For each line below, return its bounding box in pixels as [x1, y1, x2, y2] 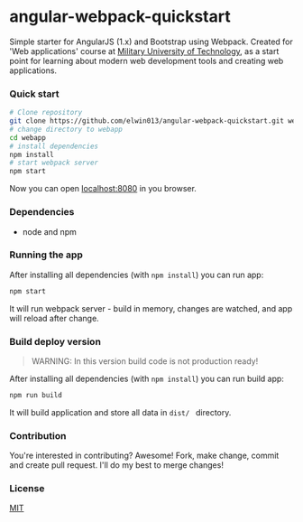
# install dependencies [9, 142, 99, 151]
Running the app [9, 248, 84, 261]
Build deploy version [9, 335, 102, 348]
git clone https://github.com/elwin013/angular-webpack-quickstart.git [9, 117, 284, 126]
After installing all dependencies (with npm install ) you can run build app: [9, 373, 284, 384]
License [9, 482, 45, 495]
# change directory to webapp [9, 125, 124, 134]
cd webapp [9, 133, 47, 142]
